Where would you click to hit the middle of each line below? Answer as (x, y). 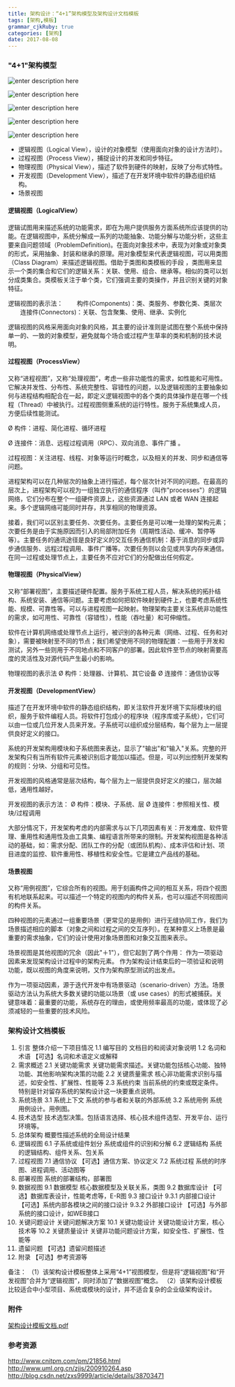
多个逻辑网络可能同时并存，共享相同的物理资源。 (90, 507)
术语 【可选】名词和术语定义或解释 (68, 1056)
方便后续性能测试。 (36, 413)
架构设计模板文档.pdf (38, 1326)
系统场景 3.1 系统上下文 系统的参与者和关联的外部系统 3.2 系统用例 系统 (120, 1099)
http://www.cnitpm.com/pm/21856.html (65, 1361)
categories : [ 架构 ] (35, 33)
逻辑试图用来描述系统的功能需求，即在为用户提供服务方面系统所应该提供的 (115, 227)
